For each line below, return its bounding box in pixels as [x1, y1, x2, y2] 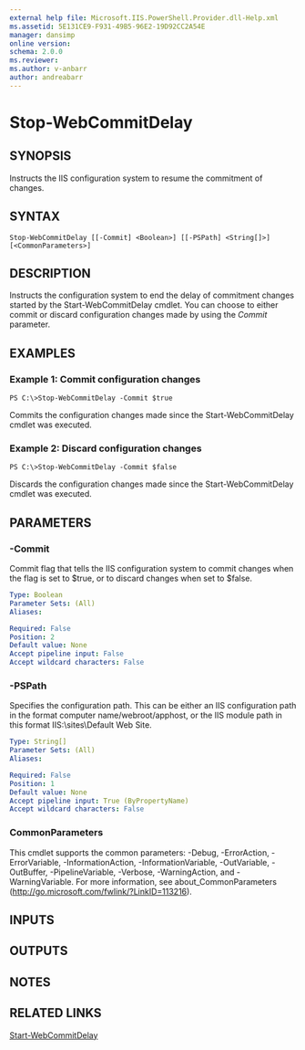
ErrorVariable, [9, 856, 62, 867]
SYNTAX [9, 209, 61, 225]
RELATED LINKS [9, 1005, 102, 1021]
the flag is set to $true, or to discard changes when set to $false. [9, 572, 253, 584]
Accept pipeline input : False [9, 649, 125, 658]
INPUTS [9, 912, 55, 928]
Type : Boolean [9, 591, 64, 600]
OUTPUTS [9, 943, 68, 959]
